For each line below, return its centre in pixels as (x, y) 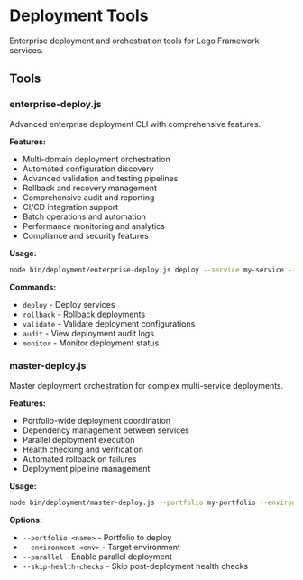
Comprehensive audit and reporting (88, 197)
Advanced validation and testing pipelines (100, 178)
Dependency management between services (106, 430)
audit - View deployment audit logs (88, 333)
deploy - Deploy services (69, 304)
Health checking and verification (83, 449)
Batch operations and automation (84, 216)
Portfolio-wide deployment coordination (96, 420)
